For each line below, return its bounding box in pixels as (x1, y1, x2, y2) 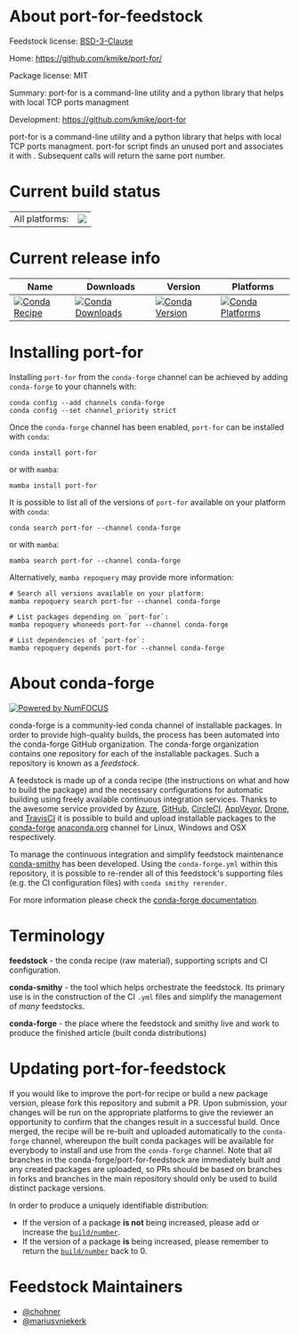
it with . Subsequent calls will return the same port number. (9, 150, 225, 161)
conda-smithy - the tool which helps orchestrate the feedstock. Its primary (9, 982, 286, 992)
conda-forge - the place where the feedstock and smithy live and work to (9, 1017, 279, 1029)
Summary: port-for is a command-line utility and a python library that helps (9, 87, 285, 98)
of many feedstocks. (9, 1000, 85, 1011)
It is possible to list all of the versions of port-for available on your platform (9, 497, 287, 507)
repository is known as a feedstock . (9, 757, 141, 768)
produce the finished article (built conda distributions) (9, 1027, 207, 1038)
